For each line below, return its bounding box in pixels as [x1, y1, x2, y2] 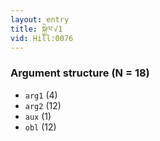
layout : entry [10, 14, 70, 25]
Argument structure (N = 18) [10, 66, 150, 80]
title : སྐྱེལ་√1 [10, 24, 63, 34]
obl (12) [24, 121, 57, 133]
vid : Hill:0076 [10, 33, 74, 43]
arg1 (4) [24, 89, 58, 101]
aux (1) [24, 110, 52, 122]
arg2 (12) [24, 99, 62, 111]
